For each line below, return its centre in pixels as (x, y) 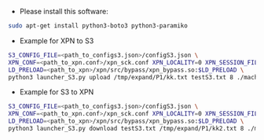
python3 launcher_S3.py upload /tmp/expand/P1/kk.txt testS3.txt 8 (121, 77)
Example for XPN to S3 (57, 41)
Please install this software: (64, 11)
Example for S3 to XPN (57, 92)
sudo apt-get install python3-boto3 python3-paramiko (98, 26)
